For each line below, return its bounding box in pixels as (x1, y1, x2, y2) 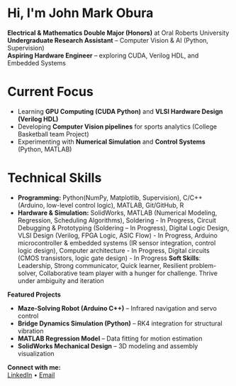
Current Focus (7, 84, 94, 100)
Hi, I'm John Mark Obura (7, 5, 154, 21)
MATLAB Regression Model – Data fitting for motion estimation (17, 334, 203, 343)
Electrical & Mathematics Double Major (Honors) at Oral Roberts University (7, 28, 230, 37)
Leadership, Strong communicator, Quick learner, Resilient (17, 261, 188, 269)
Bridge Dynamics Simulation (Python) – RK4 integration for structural (17, 318, 223, 328)
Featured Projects (7, 290, 62, 299)
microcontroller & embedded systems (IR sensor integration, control (17, 238, 216, 247)
